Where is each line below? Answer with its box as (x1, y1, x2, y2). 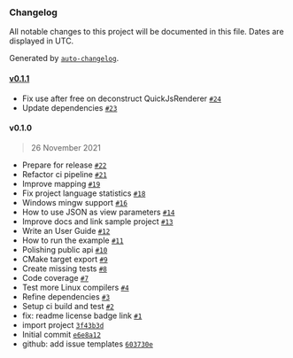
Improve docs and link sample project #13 (21, 215, 173, 227)
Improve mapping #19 (21, 178, 101, 189)
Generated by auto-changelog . (9, 53, 120, 64)
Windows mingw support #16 (21, 197, 128, 207)
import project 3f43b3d (21, 319, 104, 330)
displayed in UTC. (9, 35, 74, 46)
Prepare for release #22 (21, 160, 107, 170)
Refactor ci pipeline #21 (21, 168, 108, 179)
